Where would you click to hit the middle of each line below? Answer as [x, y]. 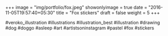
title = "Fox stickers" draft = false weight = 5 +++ [108, 13]
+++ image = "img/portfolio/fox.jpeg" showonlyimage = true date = [76, 7]
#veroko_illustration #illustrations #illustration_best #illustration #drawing [83, 23]
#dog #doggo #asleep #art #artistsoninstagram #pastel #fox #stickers [80, 28]
